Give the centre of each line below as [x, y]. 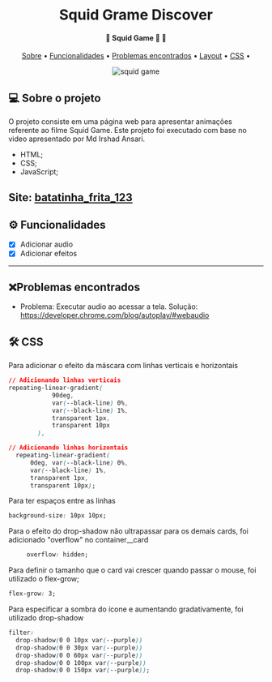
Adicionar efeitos [49, 254]
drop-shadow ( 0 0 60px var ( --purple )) [79, 655]
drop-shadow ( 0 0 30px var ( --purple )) [79, 648]
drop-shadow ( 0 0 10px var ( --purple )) [79, 640]
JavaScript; [39, 172]
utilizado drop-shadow [46, 618]
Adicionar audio [47, 244]
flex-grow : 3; [32, 594]
